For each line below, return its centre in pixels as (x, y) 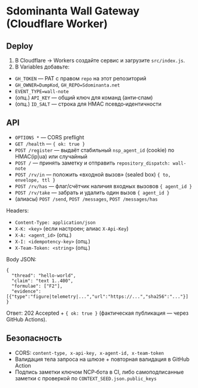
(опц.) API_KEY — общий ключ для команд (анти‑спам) (84, 98)
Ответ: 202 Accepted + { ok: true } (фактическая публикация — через (98, 313)
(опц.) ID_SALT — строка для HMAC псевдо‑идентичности (88, 104)
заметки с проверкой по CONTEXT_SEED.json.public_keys (86, 378)
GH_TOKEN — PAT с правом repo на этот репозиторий (80, 78)
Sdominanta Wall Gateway (73, 11)
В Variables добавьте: (42, 67)
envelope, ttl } (35, 180)
